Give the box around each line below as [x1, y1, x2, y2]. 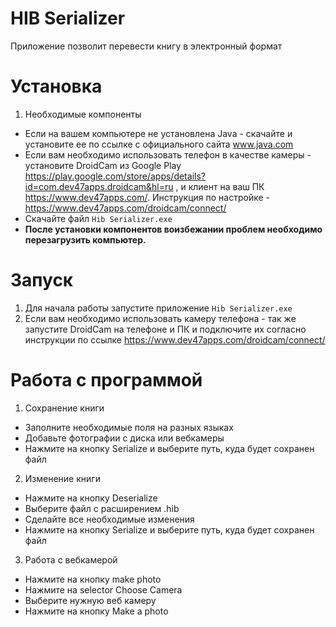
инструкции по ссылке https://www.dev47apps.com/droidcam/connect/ [24, 333, 326, 346]
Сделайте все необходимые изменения [24, 513, 195, 525]
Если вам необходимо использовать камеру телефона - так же [24, 312, 297, 324]
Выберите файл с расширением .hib [24, 502, 180, 514]
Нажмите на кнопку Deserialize [24, 492, 158, 504]
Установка [10, 75, 103, 98]
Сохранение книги [24, 402, 105, 414]
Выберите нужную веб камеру [24, 594, 157, 606]
